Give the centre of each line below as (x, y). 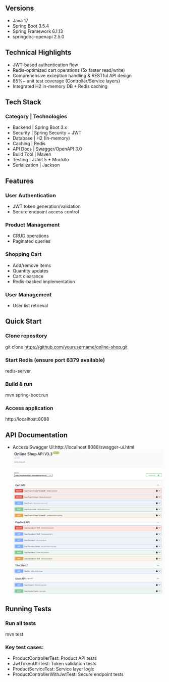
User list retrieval (30, 305)
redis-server (18, 371)
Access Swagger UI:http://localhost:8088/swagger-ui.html (73, 447)
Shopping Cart (23, 254)
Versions (20, 8)
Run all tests (21, 623)
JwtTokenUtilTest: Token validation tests (54, 664)
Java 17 (20, 20)
